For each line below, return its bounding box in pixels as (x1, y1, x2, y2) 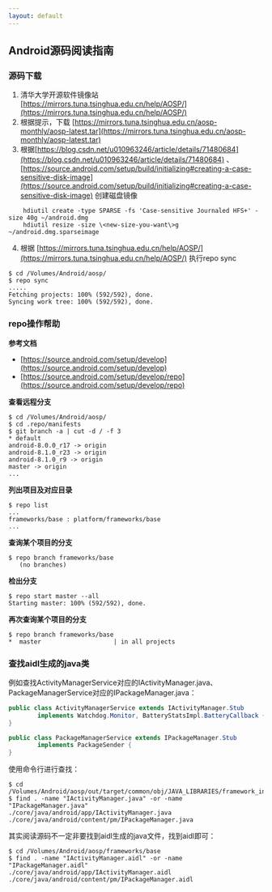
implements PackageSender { (37, 741, 132, 750)
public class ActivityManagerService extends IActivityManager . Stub (8, 703, 244, 712)
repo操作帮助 (8, 318, 61, 329)
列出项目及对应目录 (8, 485, 73, 495)
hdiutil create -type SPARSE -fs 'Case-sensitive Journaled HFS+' (23, 207, 252, 215)
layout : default (8, 11, 63, 20)
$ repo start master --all (8, 592, 100, 600)
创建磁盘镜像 (94, 191, 138, 201)
